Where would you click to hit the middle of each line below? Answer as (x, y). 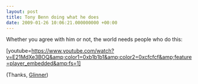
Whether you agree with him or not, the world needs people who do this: (95, 40)
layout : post (22, 12)
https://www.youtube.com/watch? (73, 51)
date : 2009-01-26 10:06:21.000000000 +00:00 (62, 22)
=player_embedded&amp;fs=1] (43, 63)
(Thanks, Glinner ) (27, 75)
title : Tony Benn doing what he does (53, 17)
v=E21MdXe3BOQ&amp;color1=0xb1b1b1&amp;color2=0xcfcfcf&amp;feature (99, 57)
